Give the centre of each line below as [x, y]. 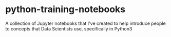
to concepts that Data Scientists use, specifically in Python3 [69, 28]
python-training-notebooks [65, 9]
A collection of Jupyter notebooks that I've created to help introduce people [85, 23]
